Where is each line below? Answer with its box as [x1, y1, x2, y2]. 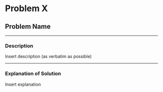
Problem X [5, 3, 48, 14]
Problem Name [5, 22, 51, 31]
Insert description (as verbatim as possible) [5, 54, 92, 59]
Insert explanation [5, 81, 41, 87]
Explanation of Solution [5, 70, 62, 77]
